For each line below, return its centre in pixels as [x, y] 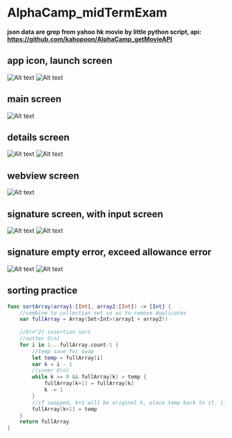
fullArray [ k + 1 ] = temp [65, 409]
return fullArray [45, 422]
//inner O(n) [51, 370]
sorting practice [42, 291]
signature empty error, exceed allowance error [109, 252]
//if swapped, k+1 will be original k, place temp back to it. [125, 402]
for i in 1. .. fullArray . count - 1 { [69, 345]
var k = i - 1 [52, 364]
